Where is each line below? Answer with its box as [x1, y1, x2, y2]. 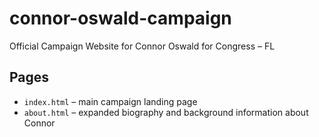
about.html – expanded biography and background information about [23, 106, 309, 118]
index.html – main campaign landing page [23, 95, 198, 107]
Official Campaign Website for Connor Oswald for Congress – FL [9, 40, 276, 52]
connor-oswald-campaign [9, 7, 232, 30]
